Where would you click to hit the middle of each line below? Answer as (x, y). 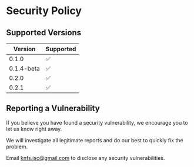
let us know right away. (34, 129)
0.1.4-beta (24, 69)
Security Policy (44, 11)
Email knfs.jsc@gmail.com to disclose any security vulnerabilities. (86, 158)
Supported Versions (44, 33)
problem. (17, 146)
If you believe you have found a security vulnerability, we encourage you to (97, 122)
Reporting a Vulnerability (53, 108)
